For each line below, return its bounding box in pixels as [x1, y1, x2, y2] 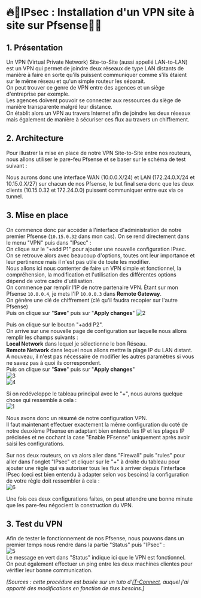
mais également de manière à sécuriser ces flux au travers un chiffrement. [6, 116, 190, 123]
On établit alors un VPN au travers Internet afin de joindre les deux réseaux [6, 109, 191, 117]
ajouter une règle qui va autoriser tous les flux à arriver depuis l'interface [6, 464, 186, 471]
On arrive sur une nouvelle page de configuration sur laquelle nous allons [6, 327, 187, 334]
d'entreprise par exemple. [6, 90, 70, 97]
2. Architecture [6, 133, 64, 144]
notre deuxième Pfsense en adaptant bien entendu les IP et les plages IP [6, 427, 185, 435]
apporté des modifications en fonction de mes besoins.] [6, 585, 145, 592]
